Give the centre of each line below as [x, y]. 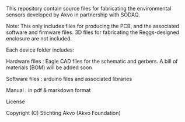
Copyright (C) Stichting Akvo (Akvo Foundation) [63, 113]
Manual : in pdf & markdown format [48, 90]
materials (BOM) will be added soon [49, 67]
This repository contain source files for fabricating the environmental [89, 9]
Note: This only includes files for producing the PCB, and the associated [93, 26]
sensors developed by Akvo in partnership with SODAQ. [73, 15]
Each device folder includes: [40, 50]
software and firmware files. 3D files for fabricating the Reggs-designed [93, 32]
